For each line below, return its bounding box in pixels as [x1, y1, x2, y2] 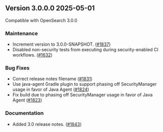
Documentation [5, 110, 44, 117]
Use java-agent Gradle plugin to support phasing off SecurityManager [12, 81, 157, 87]
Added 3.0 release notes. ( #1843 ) [12, 121, 82, 127]
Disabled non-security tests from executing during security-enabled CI [12, 47, 158, 53]
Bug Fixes [5, 65, 30, 72]
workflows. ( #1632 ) [12, 52, 52, 58]
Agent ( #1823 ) [12, 97, 42, 103]
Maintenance [5, 30, 38, 37]
